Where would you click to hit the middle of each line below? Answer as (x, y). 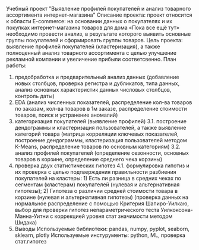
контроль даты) (34, 96)
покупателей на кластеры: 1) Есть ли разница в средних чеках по (98, 178)
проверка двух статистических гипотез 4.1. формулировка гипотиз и (102, 165)
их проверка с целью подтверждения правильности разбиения (95, 172)
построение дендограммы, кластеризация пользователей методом (101, 140)
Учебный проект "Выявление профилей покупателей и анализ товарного (99, 9)
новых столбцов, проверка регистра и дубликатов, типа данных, (97, 83)
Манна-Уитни (32, 216)
